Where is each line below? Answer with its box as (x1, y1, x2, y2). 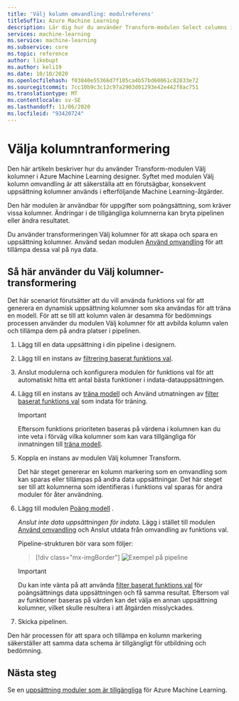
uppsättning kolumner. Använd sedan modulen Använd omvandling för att (7, 237, 223, 246)
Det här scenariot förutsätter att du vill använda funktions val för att (7, 296, 205, 304)
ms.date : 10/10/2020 (7, 70, 69, 77)
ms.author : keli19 (7, 64, 62, 71)
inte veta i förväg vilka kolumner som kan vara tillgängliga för (17, 432, 196, 440)
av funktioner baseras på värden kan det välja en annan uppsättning (17, 595, 218, 604)
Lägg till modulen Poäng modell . (17, 504, 114, 513)
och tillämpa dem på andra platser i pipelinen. (7, 326, 141, 335)
